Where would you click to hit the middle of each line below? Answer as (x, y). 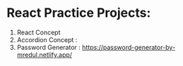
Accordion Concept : (47, 39)
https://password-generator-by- (129, 47)
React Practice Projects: (79, 13)
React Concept (39, 32)
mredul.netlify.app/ (44, 55)
